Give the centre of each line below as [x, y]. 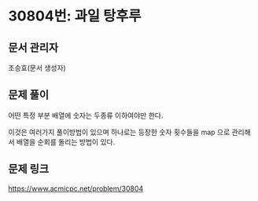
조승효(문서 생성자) [37, 68]
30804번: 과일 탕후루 [75, 16]
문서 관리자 [33, 48]
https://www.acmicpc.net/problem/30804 [76, 188]
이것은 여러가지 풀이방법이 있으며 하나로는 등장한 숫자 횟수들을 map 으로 [119, 132]
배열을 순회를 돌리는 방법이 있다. [66, 141]
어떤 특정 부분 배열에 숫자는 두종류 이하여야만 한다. [86, 115]
